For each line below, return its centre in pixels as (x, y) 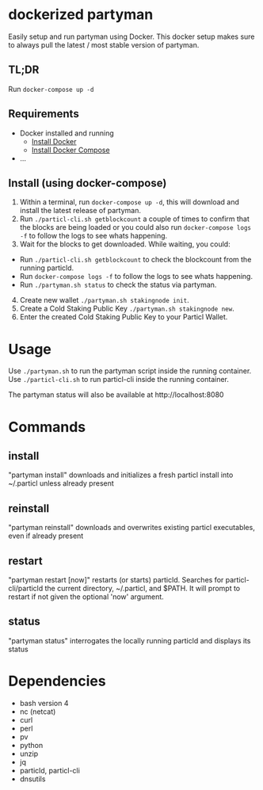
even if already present (46, 536)
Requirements (44, 114)
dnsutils (32, 779)
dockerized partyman (81, 15)
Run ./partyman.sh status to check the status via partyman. (118, 285)
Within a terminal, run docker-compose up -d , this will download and (129, 202)
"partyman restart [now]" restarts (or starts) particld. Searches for (116, 579)
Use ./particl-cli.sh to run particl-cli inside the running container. (119, 380)
